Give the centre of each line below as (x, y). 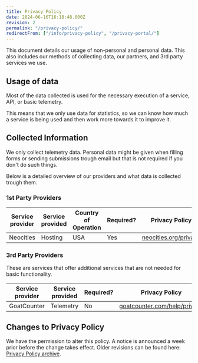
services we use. (27, 63)
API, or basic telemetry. (34, 101)
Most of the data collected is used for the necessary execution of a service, (98, 95)
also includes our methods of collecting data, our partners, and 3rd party (95, 57)
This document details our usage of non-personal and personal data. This (95, 50)
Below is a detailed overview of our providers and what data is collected (93, 176)
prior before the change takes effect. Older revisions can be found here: (93, 348)
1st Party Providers (34, 197)
